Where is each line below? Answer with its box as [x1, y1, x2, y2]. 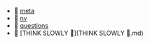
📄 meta [13, 7, 35, 15]
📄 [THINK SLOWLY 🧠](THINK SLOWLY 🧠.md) [13, 29, 144, 37]
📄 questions [13, 22, 49, 29]
